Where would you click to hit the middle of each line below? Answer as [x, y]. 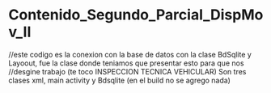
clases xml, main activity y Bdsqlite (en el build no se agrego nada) [119, 80]
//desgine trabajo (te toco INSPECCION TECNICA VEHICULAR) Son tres [127, 71]
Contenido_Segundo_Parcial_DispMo [136, 15]
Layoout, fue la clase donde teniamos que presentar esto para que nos [126, 63]
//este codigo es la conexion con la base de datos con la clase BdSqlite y [130, 54]
